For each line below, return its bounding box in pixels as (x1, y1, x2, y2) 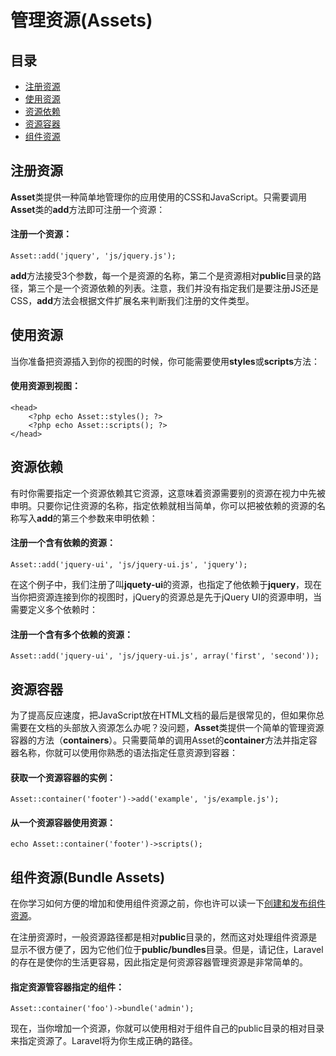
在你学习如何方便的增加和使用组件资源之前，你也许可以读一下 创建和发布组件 (10, 897, 326, 910)
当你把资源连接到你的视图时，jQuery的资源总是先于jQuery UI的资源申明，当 (10, 591, 322, 603)
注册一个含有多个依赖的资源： (10, 628, 133, 640)
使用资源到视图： (10, 380, 81, 392)
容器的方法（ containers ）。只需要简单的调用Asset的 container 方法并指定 (10, 734, 309, 746)
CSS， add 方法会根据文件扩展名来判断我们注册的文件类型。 (10, 295, 255, 307)
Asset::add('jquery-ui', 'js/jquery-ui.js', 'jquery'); (10, 560, 248, 570)
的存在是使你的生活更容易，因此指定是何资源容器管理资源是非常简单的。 (10, 956, 308, 968)
